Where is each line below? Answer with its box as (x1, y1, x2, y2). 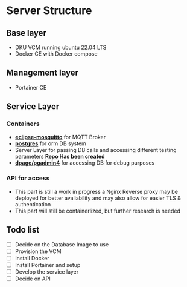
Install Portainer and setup (14, 261, 81, 268)
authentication (14, 200, 51, 208)
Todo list (6, 225, 40, 235)
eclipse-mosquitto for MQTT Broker (14, 133, 106, 140)
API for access (6, 174, 50, 182)
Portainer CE (14, 84, 47, 91)
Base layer (6, 28, 47, 38)
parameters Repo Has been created (14, 153, 105, 160)
